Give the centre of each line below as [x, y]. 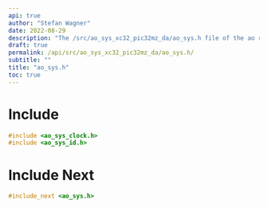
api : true [25, 16]
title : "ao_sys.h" [39, 68]
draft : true [28, 45]
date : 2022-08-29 [37, 30]
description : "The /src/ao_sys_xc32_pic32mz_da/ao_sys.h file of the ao [132, 38]
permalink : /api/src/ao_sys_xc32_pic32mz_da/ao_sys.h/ [101, 53]
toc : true [25, 75]
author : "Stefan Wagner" [49, 23]
